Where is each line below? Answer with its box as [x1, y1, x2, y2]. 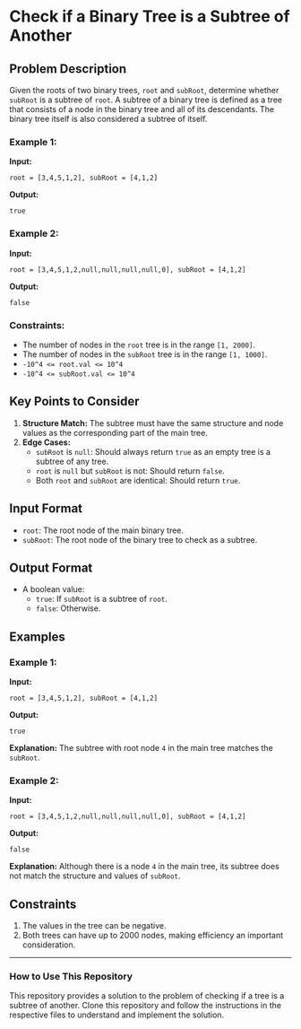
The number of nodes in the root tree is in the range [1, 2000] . [21, 339, 256, 350]
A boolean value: [21, 584, 85, 595]
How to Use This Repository [9, 971, 133, 983]
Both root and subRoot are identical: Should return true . [35, 475, 241, 485]
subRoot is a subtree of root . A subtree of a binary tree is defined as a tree [9, 94, 283, 105]
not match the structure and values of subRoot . [9, 870, 181, 881]
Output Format [9, 560, 93, 575]
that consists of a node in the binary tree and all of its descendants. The [9, 104, 275, 114]
